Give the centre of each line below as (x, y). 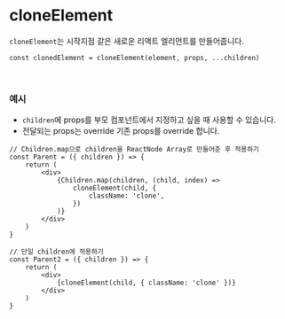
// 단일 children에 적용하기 (56, 252)
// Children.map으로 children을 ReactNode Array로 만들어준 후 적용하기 (135, 150)
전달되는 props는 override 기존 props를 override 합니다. (121, 131)
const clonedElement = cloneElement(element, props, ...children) (135, 58)
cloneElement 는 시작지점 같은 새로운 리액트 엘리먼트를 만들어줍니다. (127, 41)
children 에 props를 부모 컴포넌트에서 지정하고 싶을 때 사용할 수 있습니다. (149, 120)
